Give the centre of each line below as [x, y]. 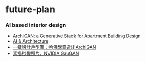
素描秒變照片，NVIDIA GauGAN [46, 53]
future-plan [30, 9]
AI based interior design [36, 25]
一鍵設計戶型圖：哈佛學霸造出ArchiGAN [54, 47]
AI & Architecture [31, 41]
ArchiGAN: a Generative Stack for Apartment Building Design [77, 36]
